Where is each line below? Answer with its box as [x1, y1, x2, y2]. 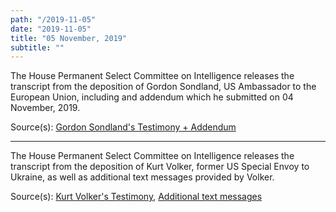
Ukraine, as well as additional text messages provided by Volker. [10, 171, 275, 183]
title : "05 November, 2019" [10, 33, 128, 43]
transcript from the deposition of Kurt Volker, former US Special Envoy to [10, 161, 310, 173]
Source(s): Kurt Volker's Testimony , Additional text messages [10, 191, 263, 203]
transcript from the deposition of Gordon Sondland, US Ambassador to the [10, 81, 317, 93]
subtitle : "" [10, 42, 65, 53]
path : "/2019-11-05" [10, 14, 97, 25]
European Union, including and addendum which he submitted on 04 [10, 91, 294, 103]
